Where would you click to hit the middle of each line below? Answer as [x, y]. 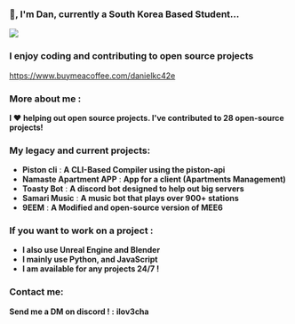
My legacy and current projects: [80, 150]
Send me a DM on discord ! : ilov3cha [79, 312]
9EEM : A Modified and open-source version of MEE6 [123, 207]
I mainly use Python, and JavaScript [90, 259]
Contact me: [36, 292]
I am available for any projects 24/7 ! [91, 269]
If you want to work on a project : [81, 231]
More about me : [45, 99]
